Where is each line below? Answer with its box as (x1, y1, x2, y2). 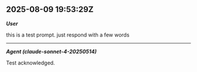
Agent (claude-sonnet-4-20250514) (6, 48, 97, 55)
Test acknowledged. (6, 59, 55, 66)
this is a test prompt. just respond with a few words (6, 31, 130, 38)
